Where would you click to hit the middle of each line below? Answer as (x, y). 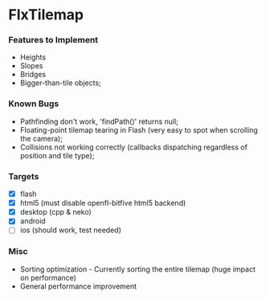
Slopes (31, 66)
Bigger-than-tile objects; (61, 83)
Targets (24, 176)
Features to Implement (53, 40)
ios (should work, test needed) (71, 230)
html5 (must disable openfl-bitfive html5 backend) (103, 203)
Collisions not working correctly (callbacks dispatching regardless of (133, 147)
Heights (33, 57)
